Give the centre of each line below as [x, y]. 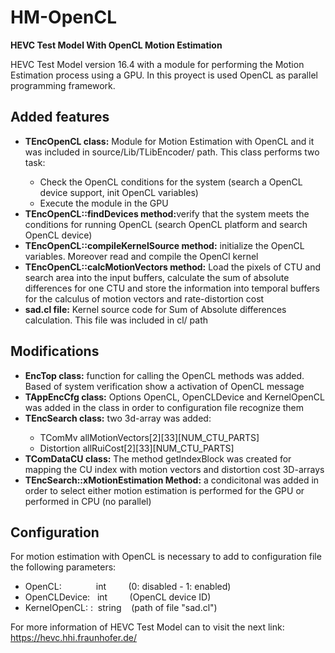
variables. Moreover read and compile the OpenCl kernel [141, 256]
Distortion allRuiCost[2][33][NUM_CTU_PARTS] [137, 448]
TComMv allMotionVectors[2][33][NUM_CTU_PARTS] [149, 437]
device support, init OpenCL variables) [119, 192]
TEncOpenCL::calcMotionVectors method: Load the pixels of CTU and [172, 267]
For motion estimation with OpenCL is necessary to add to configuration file [166, 557]
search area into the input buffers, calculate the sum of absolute [157, 277]
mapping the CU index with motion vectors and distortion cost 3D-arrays [174, 469]
